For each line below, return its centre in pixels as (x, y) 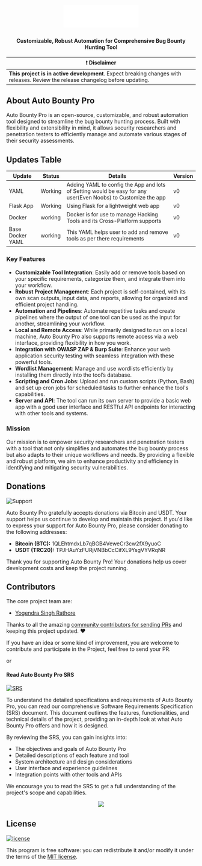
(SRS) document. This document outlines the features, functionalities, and (98, 712)
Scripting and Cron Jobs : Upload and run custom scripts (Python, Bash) (105, 381)
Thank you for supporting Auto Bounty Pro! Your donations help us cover (96, 562)
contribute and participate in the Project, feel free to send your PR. (89, 649)
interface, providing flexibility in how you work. (73, 343)
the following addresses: (37, 532)
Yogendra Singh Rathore (45, 613)
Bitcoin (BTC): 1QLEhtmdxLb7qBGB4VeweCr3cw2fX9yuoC (88, 544)
